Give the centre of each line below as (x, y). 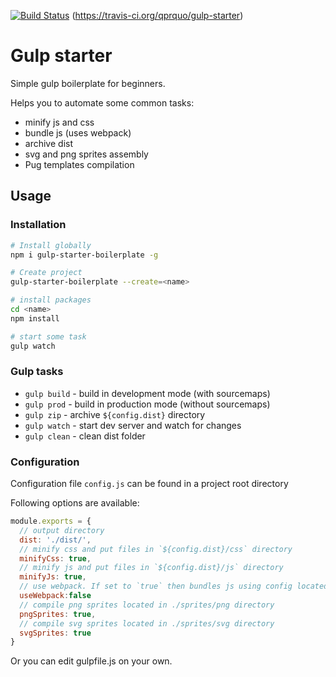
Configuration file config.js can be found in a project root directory (149, 484)
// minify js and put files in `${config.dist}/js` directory (151, 568)
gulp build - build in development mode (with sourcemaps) (147, 393)
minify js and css (59, 122)
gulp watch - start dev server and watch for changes (133, 425)
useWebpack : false (55, 596)
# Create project (46, 273)
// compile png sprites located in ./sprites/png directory (147, 605)
